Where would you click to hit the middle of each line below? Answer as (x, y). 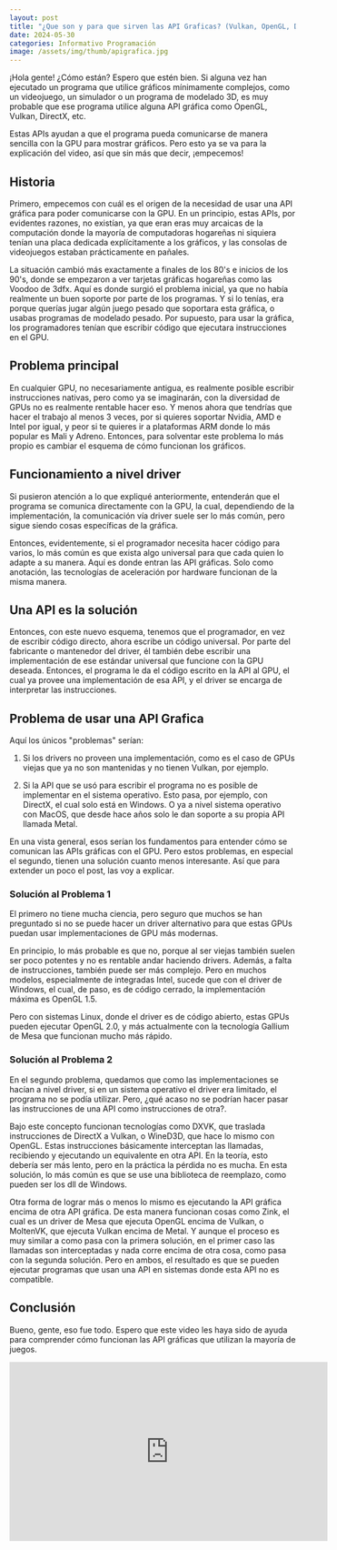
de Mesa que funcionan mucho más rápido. (91, 1036)
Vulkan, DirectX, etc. (48, 116)
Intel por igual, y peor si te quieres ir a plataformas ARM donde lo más (140, 426)
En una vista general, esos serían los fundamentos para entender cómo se (149, 841)
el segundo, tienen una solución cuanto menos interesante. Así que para (144, 861)
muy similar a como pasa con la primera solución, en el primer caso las (142, 1240)
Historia (33, 181)
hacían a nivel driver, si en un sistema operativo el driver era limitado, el (143, 1089)
